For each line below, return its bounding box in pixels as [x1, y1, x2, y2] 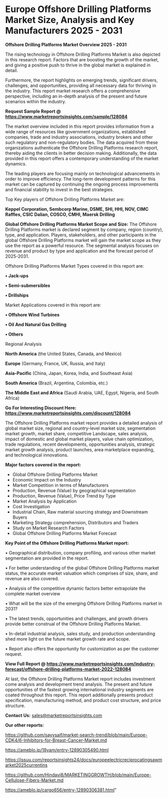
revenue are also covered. [5, 575, 59, 582]
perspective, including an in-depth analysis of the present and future [5, 93, 147, 99]
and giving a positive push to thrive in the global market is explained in [5, 62, 150, 68]
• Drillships [5, 292, 29, 298]
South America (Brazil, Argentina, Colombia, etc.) [5, 380, 108, 386]
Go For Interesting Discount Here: [5, 405, 77, 411]
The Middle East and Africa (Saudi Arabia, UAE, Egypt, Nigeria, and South [5, 389, 159, 395]
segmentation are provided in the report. [5, 555, 89, 561]
